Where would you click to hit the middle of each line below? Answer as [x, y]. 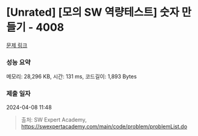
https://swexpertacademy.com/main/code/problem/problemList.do [104, 126]
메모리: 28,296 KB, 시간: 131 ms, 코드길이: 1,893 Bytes [72, 76]
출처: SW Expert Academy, [54, 119]
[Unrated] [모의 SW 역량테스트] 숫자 [93, 12]
